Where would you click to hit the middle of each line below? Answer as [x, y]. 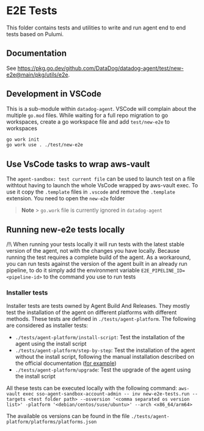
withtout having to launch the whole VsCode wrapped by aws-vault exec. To [102, 186]
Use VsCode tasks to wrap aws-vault [78, 164]
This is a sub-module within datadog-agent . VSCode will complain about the [101, 108]
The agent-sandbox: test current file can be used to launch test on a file [101, 179]
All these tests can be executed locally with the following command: [92, 388]
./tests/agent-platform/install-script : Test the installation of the [100, 337]
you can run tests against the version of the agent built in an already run [97, 263]
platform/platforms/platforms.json [52, 422]
